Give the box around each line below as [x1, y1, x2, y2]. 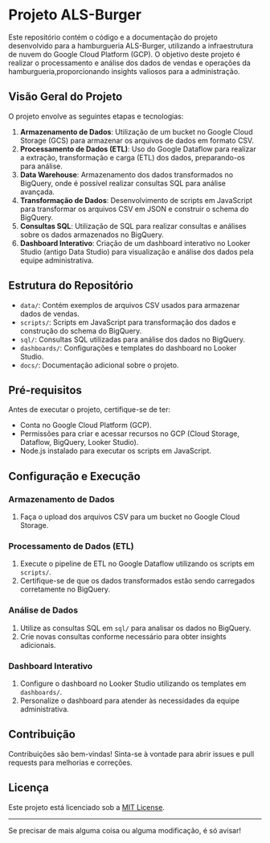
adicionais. [19, 640, 56, 650]
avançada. [19, 187, 55, 197]
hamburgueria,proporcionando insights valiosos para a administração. [8, 66, 240, 76]
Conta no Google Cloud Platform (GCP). [19, 421, 152, 430]
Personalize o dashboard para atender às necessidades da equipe [19, 696, 239, 705]
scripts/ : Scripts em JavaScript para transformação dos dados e [19, 317, 237, 327]
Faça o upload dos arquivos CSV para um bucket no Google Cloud [19, 512, 240, 521]
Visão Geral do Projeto [8, 90, 123, 104]
